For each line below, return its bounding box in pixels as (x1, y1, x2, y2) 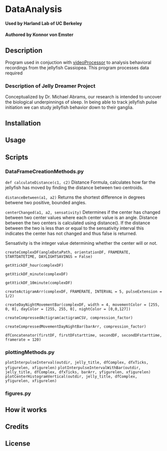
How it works (5, 406, 47, 414)
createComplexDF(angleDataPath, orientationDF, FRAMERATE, (5, 250, 131, 255)
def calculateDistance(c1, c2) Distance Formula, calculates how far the (5, 179, 156, 185)
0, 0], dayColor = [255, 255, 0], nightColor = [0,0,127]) (5, 306, 131, 312)
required (5, 70, 23, 76)
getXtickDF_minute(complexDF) (5, 271, 68, 277)
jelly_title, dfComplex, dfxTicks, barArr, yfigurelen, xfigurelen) (5, 370, 151, 375)
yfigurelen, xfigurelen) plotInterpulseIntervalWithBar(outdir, (5, 366, 141, 371)
